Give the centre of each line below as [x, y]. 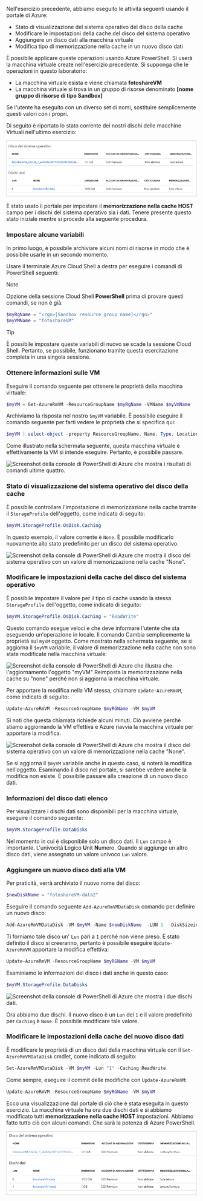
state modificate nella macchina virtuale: [57, 654]
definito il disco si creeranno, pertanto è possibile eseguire [79, 942]
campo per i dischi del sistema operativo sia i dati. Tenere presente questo [99, 212]
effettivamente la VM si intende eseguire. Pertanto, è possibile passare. [95, 452]
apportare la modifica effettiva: [71, 949]
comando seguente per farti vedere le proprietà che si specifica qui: [91, 422]
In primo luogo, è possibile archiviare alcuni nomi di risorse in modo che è [98, 248]
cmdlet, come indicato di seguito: [95, 1056]
